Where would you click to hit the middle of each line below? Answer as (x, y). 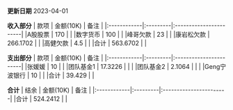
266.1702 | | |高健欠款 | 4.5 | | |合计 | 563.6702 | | (77, 43)
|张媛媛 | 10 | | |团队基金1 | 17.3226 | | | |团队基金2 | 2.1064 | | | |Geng (122, 66)
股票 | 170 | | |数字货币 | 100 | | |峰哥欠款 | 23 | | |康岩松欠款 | (123, 34)
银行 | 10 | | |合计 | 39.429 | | (54, 75)
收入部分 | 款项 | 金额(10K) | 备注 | (55, 26)
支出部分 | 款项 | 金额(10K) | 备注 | (55, 58)
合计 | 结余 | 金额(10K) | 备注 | (49, 90)
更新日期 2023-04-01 (38, 11)
